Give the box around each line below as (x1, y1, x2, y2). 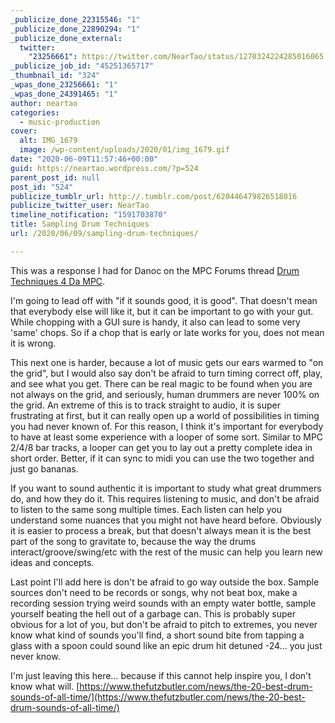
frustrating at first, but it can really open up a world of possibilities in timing (10, 409, 320, 421)
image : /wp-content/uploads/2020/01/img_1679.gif (19, 145, 230, 155)
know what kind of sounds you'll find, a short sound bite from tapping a (10, 629, 305, 641)
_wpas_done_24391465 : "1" (10, 89, 118, 99)
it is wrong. (10, 337, 57, 349)
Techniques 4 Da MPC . (10, 275, 106, 287)
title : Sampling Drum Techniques (10, 219, 150, 230)
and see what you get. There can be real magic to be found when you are (10, 377, 313, 390)
